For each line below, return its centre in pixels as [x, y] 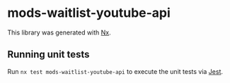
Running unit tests [48, 55]
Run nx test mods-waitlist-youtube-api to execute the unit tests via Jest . [115, 71]
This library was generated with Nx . [59, 32]
